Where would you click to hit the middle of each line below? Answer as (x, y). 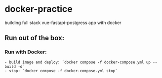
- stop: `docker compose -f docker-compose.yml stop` (61, 71)
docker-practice (39, 9)
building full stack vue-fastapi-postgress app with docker (63, 23)
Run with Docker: (26, 52)
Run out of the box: (35, 38)
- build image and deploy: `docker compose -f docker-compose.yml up (78, 62)
